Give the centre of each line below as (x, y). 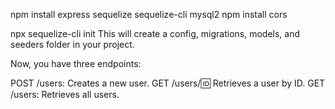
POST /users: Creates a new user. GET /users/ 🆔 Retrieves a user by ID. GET (168, 83)
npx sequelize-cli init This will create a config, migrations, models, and (155, 33)
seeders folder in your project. (72, 44)
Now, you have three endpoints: (76, 63)
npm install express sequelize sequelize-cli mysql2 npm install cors (149, 14)
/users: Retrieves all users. (65, 94)
